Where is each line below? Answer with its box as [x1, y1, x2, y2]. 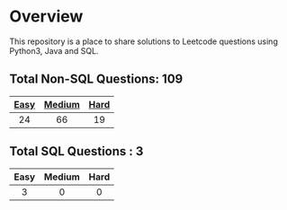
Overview [9, 6, 84, 27]
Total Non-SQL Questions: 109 [9, 72, 184, 87]
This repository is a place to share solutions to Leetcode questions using [9, 36, 279, 47]
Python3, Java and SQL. [9, 45, 99, 56]
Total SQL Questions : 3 [9, 144, 144, 159]
